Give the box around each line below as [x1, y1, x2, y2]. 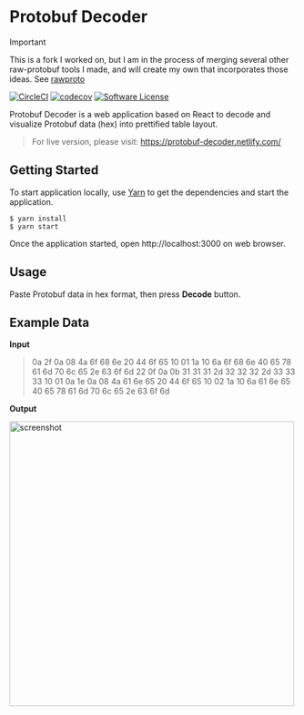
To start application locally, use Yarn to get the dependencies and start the [9, 187, 289, 198]
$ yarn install [9, 214, 67, 223]
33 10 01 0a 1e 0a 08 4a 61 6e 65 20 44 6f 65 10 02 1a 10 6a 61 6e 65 [31, 376, 291, 387]
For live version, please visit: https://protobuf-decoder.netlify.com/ [31, 136, 281, 147]
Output [9, 403, 37, 414]
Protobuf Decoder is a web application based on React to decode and [9, 108, 271, 119]
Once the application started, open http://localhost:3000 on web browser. [9, 238, 286, 249]
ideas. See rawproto [9, 73, 86, 84]
